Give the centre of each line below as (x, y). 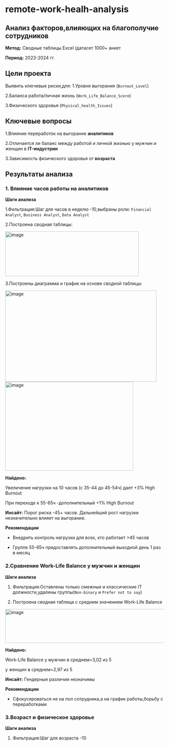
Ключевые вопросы (38, 121)
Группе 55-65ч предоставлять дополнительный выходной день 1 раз (87, 548)
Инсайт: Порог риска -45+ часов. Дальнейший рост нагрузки (72, 513)
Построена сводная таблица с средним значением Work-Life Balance (87, 602)
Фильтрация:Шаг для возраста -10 (49, 738)
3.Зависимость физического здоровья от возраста (60, 158)
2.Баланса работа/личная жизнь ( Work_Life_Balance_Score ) (68, 95)
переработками (29, 704)
